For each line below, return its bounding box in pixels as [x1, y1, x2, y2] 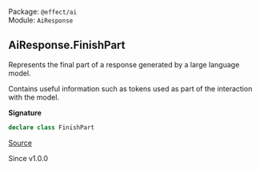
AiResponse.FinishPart [8, 38, 126, 52]
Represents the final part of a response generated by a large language [8, 59, 240, 69]
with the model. [8, 92, 60, 102]
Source [8, 138, 32, 148]
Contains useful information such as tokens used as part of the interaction [8, 83, 253, 93]
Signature [8, 107, 42, 117]
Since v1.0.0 [8, 153, 48, 163]
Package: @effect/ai [8, 7, 78, 16]
